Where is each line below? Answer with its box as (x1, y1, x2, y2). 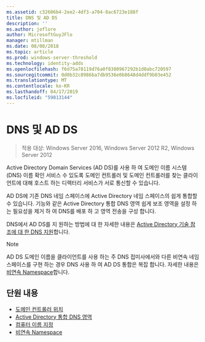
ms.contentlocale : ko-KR (6, 83, 70, 89)
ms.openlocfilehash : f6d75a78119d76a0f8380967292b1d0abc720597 (6, 66, 172, 72)
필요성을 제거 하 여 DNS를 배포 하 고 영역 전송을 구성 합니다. (12, 207, 157, 215)
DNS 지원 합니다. (30, 228, 71, 235)
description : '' (6, 20, 48, 26)
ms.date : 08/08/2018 (6, 44, 60, 50)
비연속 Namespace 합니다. (6, 268, 70, 276)
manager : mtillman (6, 37, 53, 44)
